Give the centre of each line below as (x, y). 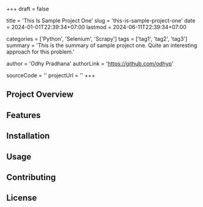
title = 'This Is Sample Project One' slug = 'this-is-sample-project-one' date (101, 20)
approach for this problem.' (41, 52)
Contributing (31, 177)
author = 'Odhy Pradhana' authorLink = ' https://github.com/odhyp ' (90, 64)
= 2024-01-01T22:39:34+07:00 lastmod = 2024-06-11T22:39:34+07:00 (97, 27)
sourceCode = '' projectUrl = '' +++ (51, 75)
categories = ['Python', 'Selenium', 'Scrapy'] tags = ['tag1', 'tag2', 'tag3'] (97, 39)
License (22, 198)
